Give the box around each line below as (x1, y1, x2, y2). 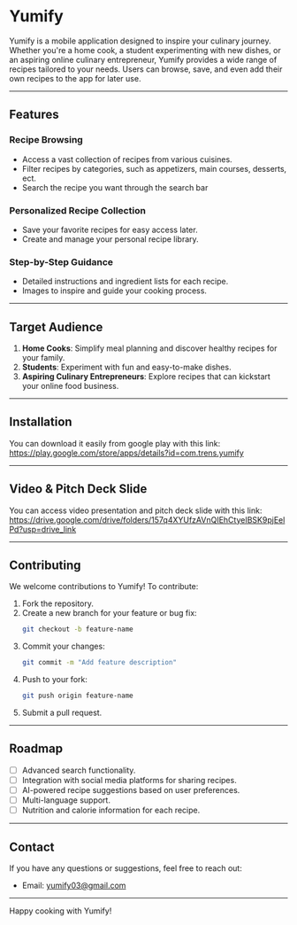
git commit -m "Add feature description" (21, 658, 178, 667)
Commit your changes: (21, 641, 105, 652)
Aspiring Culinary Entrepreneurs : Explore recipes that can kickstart (21, 371, 271, 382)
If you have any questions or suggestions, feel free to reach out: (9, 863, 243, 874)
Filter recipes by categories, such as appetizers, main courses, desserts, (21, 163, 287, 174)
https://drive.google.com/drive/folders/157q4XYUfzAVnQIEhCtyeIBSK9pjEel (9, 514, 286, 525)
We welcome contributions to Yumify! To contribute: (9, 581, 199, 592)
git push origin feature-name (21, 691, 134, 701)
